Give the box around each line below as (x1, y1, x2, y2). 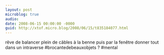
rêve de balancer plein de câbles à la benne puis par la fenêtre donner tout (5, 39, 159, 45)
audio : (5, 16, 19, 21)
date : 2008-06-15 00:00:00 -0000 (5, 21, 75, 26)
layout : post (5, 7, 32, 12)
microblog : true (5, 12, 39, 17)
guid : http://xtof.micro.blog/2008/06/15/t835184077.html (5, 26, 128, 31)
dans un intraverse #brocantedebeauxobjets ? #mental (5, 45, 118, 51)
